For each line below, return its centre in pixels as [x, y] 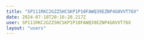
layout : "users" [26, 28]
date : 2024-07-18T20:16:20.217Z [46, 17]
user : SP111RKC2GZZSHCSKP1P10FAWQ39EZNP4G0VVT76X [69, 22]
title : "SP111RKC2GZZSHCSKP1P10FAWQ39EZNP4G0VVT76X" [73, 11]
